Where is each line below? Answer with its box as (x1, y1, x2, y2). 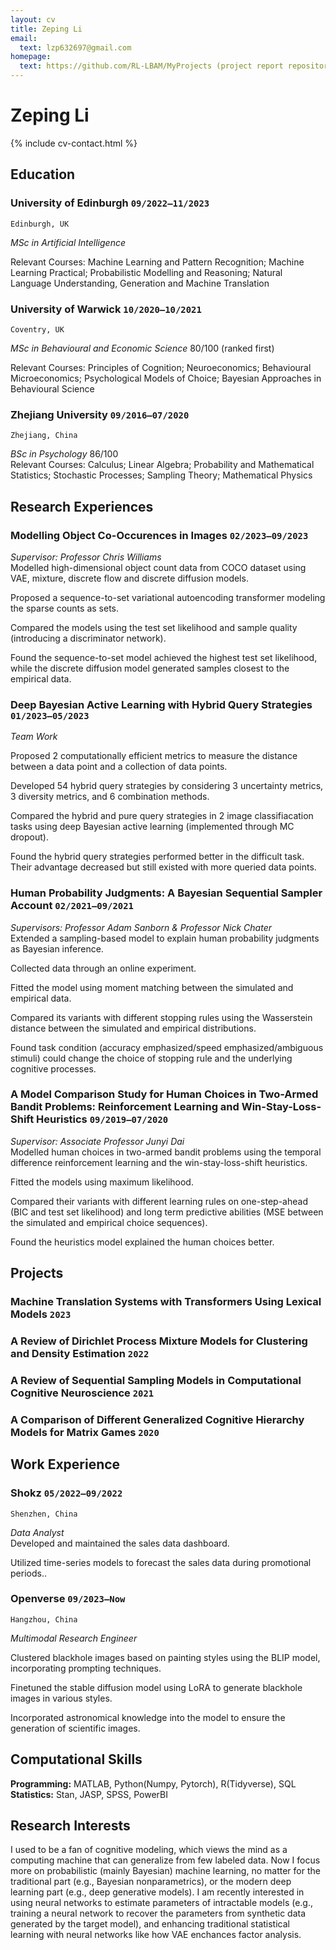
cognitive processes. (10, 1062, 97, 1075)
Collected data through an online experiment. (10, 962, 197, 974)
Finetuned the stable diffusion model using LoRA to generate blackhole (10, 1681, 303, 1693)
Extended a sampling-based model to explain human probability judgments (10, 932, 320, 944)
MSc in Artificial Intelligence (10, 236, 126, 248)
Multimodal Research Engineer (10, 1632, 138, 1644)
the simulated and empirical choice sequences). (10, 1216, 208, 1228)
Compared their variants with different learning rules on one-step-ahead (10, 1195, 308, 1207)
